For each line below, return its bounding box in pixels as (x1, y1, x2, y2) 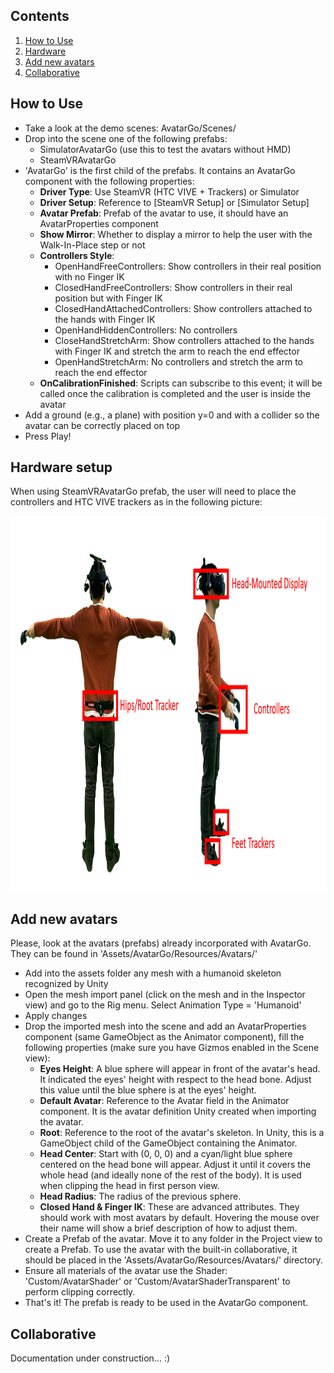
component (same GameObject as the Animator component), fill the (24, 1031, 305, 1043)
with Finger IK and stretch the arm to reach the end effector (54, 345, 300, 357)
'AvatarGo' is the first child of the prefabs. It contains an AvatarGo (24, 164, 296, 176)
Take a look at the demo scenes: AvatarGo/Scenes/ (24, 122, 237, 134)
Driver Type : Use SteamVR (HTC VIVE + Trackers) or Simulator (39, 185, 300, 198)
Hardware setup (10, 459, 113, 476)
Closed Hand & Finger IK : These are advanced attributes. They (39, 1201, 300, 1213)
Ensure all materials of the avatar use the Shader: (24, 1265, 228, 1277)
